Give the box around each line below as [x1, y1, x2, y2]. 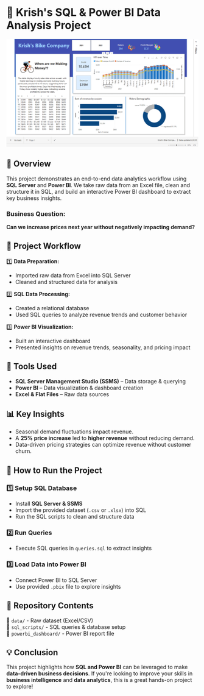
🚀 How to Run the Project [6, 465, 102, 475]
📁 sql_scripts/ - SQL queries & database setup [6, 623, 126, 630]
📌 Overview [6, 158, 51, 169]
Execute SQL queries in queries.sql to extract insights [15, 545, 152, 552]
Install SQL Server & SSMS [15, 500, 83, 508]
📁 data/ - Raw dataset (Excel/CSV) [6, 617, 93, 624]
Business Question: [6, 210, 66, 218]
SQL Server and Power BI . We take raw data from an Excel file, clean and [6, 181, 191, 188]
